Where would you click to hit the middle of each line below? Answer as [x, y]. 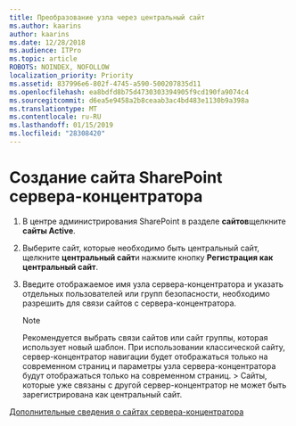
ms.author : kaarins [45, 26]
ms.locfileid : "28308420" [57, 134]
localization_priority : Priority [71, 76]
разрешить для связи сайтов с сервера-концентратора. [129, 303]
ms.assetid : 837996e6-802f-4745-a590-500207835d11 [105, 84]
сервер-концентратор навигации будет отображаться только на [145, 356]
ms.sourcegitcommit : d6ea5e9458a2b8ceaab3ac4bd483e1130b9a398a [129, 100]
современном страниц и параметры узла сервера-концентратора [149, 365]
